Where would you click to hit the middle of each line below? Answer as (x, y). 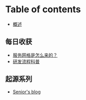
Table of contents (43, 9)
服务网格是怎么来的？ (35, 55)
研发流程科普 (26, 61)
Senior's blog (26, 92)
